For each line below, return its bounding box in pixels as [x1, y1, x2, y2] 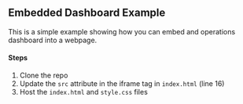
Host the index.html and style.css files [19, 88, 148, 97]
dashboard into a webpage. [8, 35, 98, 45]
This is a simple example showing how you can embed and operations [8, 27, 236, 36]
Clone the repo [19, 70, 68, 81]
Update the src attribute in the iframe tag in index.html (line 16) [19, 79, 225, 88]
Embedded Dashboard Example [8, 6, 166, 20]
